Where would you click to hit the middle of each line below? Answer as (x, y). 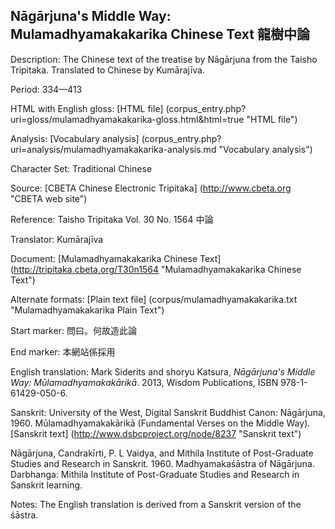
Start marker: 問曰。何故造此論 (73, 330)
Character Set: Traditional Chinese (81, 168)
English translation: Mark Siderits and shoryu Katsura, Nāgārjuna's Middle (163, 371)
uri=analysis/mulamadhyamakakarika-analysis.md (113, 149)
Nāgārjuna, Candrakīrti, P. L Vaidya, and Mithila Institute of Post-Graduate (162, 453)
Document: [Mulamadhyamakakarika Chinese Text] (116, 258)
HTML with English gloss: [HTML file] (87, 108)
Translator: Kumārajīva (57, 239)
